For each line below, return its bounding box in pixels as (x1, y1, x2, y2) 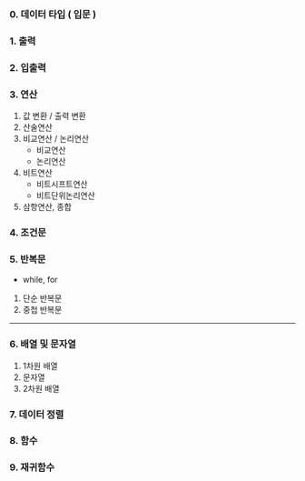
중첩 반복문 (22, 305, 63, 316)
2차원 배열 (22, 383, 60, 394)
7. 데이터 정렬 (9, 407, 64, 420)
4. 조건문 (9, 225, 47, 238)
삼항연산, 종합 (22, 202, 73, 213)
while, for (22, 275, 58, 286)
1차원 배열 (22, 360, 58, 371)
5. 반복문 (9, 253, 46, 266)
